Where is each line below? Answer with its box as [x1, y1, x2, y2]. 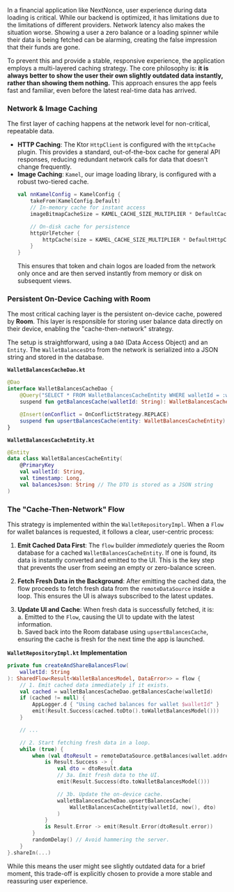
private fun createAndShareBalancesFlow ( [7, 662, 130, 669]
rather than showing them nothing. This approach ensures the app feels [7, 79, 217, 87]
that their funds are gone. [7, 43, 80, 51]
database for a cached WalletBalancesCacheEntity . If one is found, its [17, 548, 217, 557]
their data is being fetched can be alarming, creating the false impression [7, 36, 217, 44]
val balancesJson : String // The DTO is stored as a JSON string [19, 481, 214, 488]
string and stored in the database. [7, 353, 104, 362]
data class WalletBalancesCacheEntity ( [7, 455, 123, 462]
